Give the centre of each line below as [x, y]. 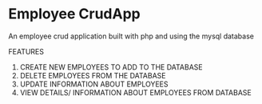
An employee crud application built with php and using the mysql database [131, 36]
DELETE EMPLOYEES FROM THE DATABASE [93, 75]
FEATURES [26, 51]
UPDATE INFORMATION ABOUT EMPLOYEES [94, 84]
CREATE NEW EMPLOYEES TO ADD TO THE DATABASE [111, 67]
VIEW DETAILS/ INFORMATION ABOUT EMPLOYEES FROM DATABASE [135, 92]
